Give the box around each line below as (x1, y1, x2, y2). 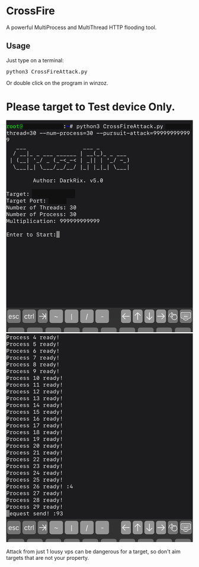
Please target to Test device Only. (6, 100, 176, 113)
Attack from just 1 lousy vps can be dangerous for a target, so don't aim (6, 548, 181, 555)
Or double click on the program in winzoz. (6, 79, 108, 87)
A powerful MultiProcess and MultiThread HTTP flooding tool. (6, 24, 157, 31)
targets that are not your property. (6, 555, 89, 562)
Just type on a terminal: (6, 56, 64, 63)
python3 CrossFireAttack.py (6, 68, 88, 75)
